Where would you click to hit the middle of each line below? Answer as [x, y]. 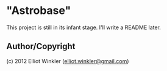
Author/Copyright [41, 46]
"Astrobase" [39, 11]
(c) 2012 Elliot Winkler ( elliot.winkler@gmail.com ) [68, 61]
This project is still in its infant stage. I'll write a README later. [84, 27]
